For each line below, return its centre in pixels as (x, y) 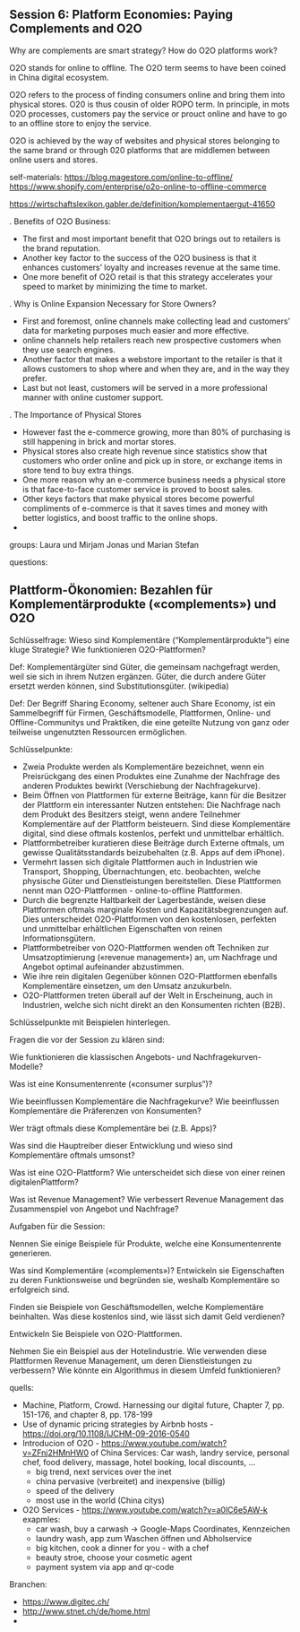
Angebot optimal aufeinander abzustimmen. (103, 967)
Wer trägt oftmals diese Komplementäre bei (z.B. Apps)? (113, 1128)
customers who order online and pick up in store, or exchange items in (152, 460)
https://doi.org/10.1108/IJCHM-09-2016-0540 (106, 1433)
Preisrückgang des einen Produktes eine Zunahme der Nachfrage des (151, 776)
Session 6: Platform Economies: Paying (121, 15)
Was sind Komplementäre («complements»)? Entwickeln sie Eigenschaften (147, 1270)
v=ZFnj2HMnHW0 (56, 1453)
